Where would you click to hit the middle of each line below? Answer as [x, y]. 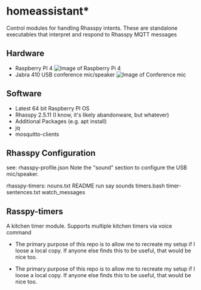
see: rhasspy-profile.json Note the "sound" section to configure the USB [97, 167]
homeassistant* [48, 11]
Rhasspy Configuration [51, 153]
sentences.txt [23, 192]
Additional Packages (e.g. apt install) [61, 121]
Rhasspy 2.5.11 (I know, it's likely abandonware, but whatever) [92, 115]
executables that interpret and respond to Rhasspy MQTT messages [92, 34]
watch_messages [63, 192]
